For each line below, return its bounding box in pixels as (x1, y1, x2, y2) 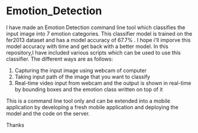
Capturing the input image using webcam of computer (14, 66, 147, 74)
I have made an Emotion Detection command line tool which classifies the (6, 24, 186, 31)
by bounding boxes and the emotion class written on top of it (14, 85, 163, 93)
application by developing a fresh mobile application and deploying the (6, 103, 179, 110)
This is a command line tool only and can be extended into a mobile (6, 97, 170, 104)
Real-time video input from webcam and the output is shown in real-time (14, 79, 191, 87)
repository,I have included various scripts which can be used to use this (6, 49, 181, 56)
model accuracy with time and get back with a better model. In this (6, 43, 168, 50)
